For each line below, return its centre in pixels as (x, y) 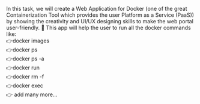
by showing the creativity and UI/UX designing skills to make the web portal (100, 21)
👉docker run (23, 68)
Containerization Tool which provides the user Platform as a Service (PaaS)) (100, 15)
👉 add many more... (32, 94)
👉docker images (28, 41)
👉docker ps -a (25, 59)
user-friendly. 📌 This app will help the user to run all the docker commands (98, 27)
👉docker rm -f (25, 77)
